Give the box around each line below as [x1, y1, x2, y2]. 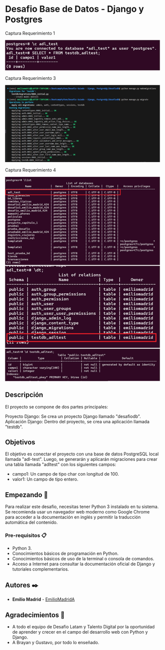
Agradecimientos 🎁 [5, 611, 65, 619]
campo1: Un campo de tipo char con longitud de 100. [12, 471, 119, 477]
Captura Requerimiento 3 [5, 75, 56, 81]
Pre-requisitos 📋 [5, 532, 47, 539]
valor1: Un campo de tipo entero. [12, 477, 79, 482]
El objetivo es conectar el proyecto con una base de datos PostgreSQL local [5, 451, 159, 457]
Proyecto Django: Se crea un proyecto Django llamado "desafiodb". [5, 413, 141, 419]
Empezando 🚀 [5, 490, 48, 499]
